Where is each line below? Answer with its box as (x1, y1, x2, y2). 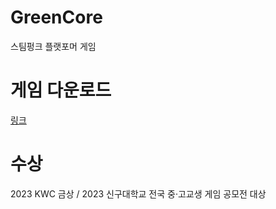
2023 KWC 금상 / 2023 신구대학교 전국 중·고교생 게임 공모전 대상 (10, 187, 267, 200)
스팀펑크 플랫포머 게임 (10, 40, 97, 52)
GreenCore (10, 6, 103, 29)
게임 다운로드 (10, 79, 112, 102)
